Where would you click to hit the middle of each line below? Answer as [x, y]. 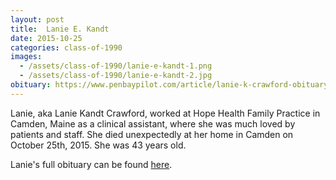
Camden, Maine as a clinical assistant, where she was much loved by [153, 123]
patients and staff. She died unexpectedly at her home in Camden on [152, 134]
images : [26, 57]
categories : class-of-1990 [66, 47]
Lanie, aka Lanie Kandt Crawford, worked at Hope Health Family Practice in [165, 113]
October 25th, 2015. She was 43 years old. [98, 145]
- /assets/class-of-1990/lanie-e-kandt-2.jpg [116, 76]
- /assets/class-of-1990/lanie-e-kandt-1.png [116, 66]
